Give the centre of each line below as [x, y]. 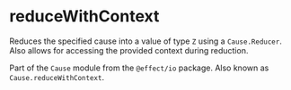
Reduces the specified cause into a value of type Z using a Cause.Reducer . [146, 41]
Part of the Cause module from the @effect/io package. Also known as [139, 68]
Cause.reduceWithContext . [57, 77]
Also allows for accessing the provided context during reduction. [129, 50]
